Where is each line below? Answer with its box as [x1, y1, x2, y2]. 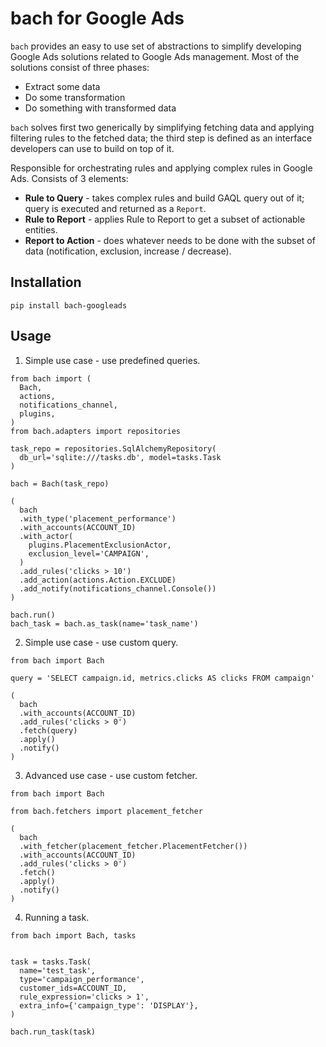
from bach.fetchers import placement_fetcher [10, 806, 203, 816]
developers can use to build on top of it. [10, 142, 175, 154]
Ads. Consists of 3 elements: [10, 172, 129, 184]
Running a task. [24, 911, 90, 923]
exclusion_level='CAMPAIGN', [28, 548, 150, 559]
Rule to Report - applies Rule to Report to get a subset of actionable [24, 213, 306, 225]
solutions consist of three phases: [10, 61, 150, 73]
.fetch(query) [19, 725, 78, 736]
